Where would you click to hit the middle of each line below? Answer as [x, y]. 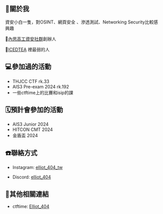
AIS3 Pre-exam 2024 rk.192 [41, 86]
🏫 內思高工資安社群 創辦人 [31, 38]
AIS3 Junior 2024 [30, 124]
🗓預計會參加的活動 [34, 110]
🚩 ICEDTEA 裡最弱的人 [27, 49]
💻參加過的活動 [28, 67]
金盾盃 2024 [25, 135]
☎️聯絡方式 [21, 153]
